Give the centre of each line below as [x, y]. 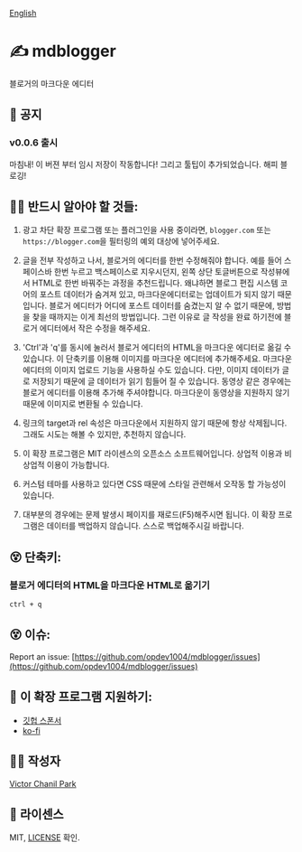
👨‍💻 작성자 [35, 761]
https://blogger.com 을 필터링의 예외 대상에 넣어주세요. [121, 241]
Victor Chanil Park [43, 783]
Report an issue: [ [42, 656]
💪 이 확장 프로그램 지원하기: [81, 697]
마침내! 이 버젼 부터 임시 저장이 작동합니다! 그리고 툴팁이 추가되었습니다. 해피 [144, 164]
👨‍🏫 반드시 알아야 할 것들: [74, 207]
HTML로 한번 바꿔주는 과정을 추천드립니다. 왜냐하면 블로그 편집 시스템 [155, 283]
